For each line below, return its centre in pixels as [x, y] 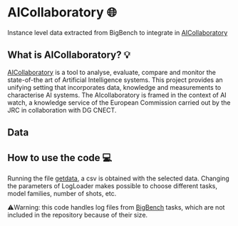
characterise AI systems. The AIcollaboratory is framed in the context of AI [117, 95]
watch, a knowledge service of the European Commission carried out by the [119, 102]
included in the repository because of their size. [78, 215]
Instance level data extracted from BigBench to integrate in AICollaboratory [118, 32]
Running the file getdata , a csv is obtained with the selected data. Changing [118, 178]
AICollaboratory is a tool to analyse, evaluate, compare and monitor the [112, 72]
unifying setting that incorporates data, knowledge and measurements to [114, 87]
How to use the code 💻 [60, 158]
